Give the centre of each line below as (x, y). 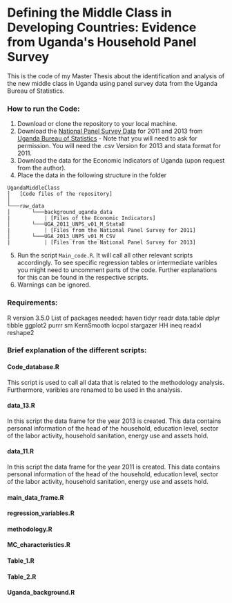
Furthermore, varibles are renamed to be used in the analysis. (95, 390)
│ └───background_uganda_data (60, 213)
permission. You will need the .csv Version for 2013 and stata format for (119, 146)
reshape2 (21, 332)
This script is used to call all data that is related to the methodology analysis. (116, 382)
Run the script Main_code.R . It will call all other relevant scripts (105, 255)
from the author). (41, 168)
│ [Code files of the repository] (60, 194)
